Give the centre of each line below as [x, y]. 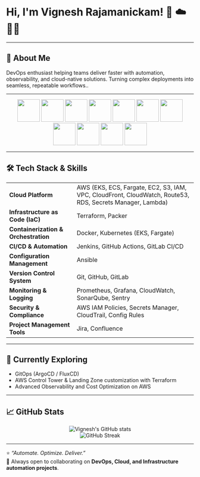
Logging [21, 298]
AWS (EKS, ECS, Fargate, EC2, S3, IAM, [132, 187]
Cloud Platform [31, 195]
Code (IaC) [25, 219]
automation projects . [32, 468]
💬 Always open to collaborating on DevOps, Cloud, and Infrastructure [92, 461]
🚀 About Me [28, 58]
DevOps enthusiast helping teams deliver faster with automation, [85, 72]
